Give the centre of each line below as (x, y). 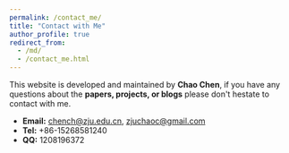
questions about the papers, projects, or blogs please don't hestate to (140, 94)
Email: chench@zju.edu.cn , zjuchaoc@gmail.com (114, 121)
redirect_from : (38, 42)
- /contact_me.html (54, 59)
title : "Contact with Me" (57, 26)
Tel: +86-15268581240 (64, 130)
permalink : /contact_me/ (55, 17)
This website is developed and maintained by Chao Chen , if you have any (144, 85)
